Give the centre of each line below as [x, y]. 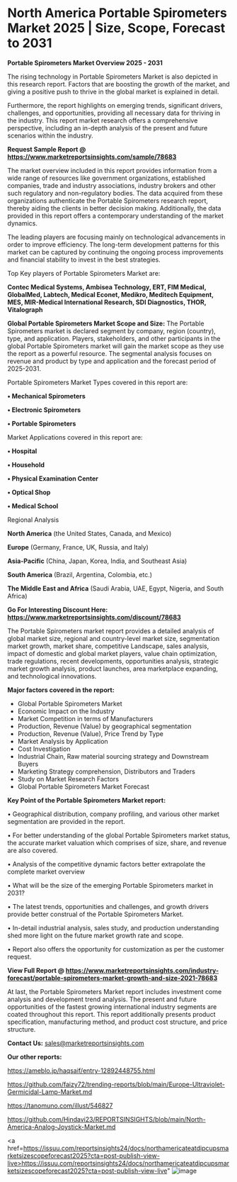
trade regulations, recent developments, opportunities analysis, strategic [113, 661]
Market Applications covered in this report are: [75, 437]
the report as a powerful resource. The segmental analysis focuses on [110, 353]
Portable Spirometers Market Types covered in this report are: [98, 382]
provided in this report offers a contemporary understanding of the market [116, 216]
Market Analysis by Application [63, 741]
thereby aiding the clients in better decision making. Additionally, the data [114, 208]
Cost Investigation [44, 749]
